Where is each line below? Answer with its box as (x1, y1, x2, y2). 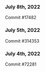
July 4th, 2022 (5, 50, 41, 57)
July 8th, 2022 (5, 3, 40, 10)
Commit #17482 (5, 15, 36, 21)
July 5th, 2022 (5, 27, 40, 34)
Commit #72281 (5, 61, 37, 67)
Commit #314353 (5, 38, 40, 44)
